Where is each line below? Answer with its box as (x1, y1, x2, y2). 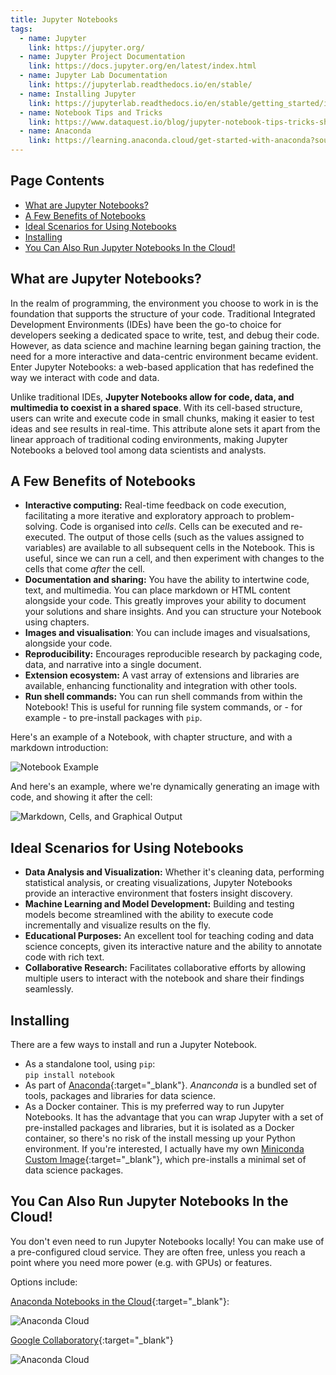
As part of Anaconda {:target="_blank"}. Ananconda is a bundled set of (24, 1079, 318, 1091)
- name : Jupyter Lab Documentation (19, 71, 168, 81)
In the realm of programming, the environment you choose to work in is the (10, 297, 319, 309)
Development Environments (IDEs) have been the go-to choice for (10, 318, 282, 330)
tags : (10, 24, 33, 34)
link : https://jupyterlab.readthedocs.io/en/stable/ (28, 80, 253, 90)
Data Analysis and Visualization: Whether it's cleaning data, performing (24, 866, 325, 878)
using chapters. (24, 616, 90, 628)
